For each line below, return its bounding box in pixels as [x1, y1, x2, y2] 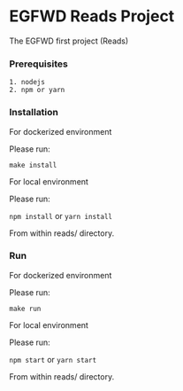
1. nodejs [9, 78, 46, 87]
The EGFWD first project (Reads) [9, 35, 129, 46]
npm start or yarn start [9, 354, 97, 364]
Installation [9, 106, 59, 119]
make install [9, 160, 57, 169]
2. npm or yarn [9, 86, 65, 95]
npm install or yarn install [9, 210, 113, 221]
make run [9, 304, 42, 313]
